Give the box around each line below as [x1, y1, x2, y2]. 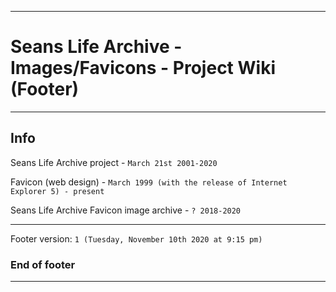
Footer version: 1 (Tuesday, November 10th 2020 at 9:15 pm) [10, 232, 263, 245]
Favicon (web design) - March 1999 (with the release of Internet [10, 176, 288, 188]
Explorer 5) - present [10, 186, 105, 196]
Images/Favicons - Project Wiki [10, 57, 276, 80]
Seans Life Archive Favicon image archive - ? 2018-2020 [10, 204, 242, 216]
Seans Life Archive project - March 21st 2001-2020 [10, 156, 218, 168]
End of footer [10, 257, 76, 271]
